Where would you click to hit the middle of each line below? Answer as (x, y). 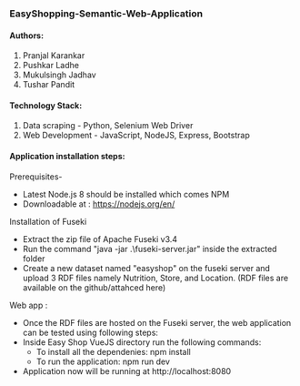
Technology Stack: (46, 105)
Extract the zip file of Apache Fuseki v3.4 (100, 239)
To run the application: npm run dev (103, 361)
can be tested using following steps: (90, 332)
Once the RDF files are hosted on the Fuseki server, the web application (157, 322)
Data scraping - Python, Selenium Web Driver (108, 126)
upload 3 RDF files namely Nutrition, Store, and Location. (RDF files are (155, 278)
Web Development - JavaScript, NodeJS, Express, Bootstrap (136, 136)
